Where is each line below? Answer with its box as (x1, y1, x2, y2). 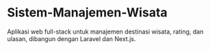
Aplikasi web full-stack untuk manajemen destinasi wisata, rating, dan (7, 27, 204, 36)
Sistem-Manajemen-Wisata (7, 5, 168, 21)
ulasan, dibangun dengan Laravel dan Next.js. (7, 34, 136, 42)
